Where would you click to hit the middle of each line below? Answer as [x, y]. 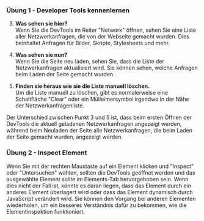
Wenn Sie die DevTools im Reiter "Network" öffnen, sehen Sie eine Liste [106, 30]
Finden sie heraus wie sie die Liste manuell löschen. [82, 86]
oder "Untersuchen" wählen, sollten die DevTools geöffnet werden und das [101, 172]
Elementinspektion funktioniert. [46, 211]
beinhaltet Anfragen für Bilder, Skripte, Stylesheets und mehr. [92, 43]
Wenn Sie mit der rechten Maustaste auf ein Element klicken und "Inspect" [100, 166]
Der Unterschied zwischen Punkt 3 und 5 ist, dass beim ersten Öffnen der [99, 118]
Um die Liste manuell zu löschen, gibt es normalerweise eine [92, 93]
